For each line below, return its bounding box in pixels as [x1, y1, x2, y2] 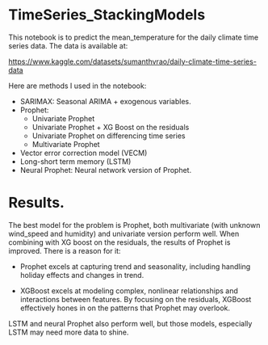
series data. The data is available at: [8, 40, 128, 50]
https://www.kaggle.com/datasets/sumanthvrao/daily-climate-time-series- [8, 57, 257, 66]
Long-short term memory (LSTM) [19, 156, 132, 166]
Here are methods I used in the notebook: [8, 81, 147, 90]
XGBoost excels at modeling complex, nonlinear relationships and [19, 285, 238, 296]
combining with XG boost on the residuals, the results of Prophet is [8, 237, 231, 247]
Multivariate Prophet [31, 139, 100, 149]
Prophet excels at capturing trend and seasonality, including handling [19, 261, 251, 271]
